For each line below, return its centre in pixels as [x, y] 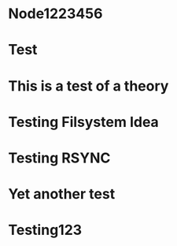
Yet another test [62, 194]
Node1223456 [55, 14]
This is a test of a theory [88, 86]
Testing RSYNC [59, 158]
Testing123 [45, 230]
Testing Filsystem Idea [83, 122]
